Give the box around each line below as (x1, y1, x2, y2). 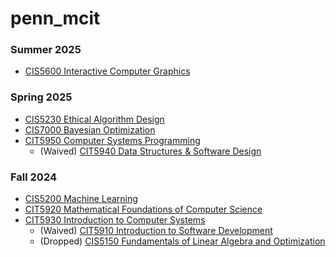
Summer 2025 (10, 43, 82, 57)
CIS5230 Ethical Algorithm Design (24, 113, 165, 125)
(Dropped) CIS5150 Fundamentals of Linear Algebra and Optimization (39, 235, 326, 247)
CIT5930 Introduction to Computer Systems (24, 214, 206, 226)
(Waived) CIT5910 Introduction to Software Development (39, 225, 273, 237)
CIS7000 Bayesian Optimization (24, 123, 156, 136)
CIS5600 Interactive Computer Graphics (24, 65, 191, 77)
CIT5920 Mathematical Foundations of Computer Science (24, 203, 263, 216)
